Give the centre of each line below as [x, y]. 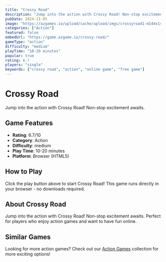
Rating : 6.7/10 [26, 135]
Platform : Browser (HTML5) [41, 156]
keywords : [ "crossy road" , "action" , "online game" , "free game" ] [75, 70]
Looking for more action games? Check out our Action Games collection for [82, 249]
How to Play [24, 172]
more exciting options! [28, 254]
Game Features [29, 123]
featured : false [22, 33]
